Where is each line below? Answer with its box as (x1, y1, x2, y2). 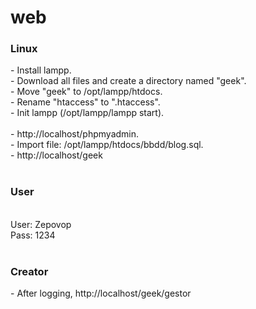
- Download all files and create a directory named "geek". (10, 75, 247, 87)
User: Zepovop (10, 218, 72, 230)
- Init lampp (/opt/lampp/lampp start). (10, 107, 165, 119)
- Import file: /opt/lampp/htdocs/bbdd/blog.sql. (10, 139, 204, 151)
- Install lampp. (10, 64, 72, 76)
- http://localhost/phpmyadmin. (10, 128, 140, 140)
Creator (10, 264, 49, 278)
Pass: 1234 (10, 229, 56, 241)
